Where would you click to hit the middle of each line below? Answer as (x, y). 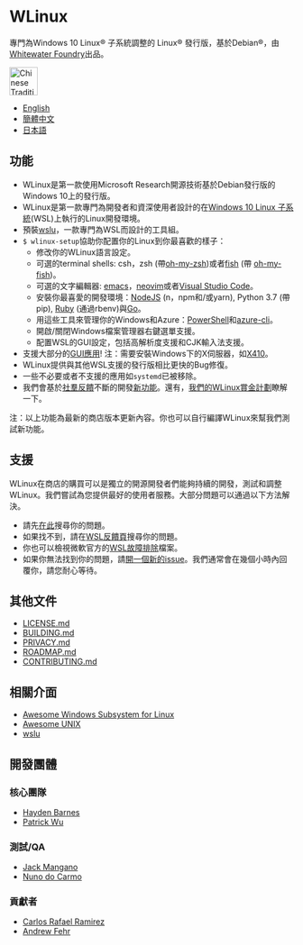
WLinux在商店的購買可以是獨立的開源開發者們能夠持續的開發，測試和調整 (146, 483)
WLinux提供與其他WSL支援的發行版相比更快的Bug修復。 (127, 364)
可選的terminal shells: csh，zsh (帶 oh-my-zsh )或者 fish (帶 (144, 263)
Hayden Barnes (51, 812)
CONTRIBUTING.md (60, 662)
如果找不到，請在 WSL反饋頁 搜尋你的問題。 (102, 536)
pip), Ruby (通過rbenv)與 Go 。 (91, 308)
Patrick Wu (43, 822)
